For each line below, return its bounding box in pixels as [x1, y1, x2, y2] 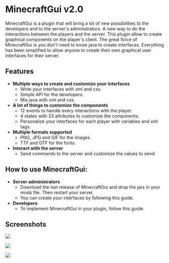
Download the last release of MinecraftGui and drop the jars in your [20, 184, 160, 190]
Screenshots [5, 220, 47, 229]
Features [5, 67, 34, 76]
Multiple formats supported [12, 129, 72, 135]
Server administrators [12, 179, 60, 185]
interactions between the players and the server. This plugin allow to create [5, 31, 162, 37]
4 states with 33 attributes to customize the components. [20, 113, 140, 119]
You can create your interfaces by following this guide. [20, 195, 134, 201]
